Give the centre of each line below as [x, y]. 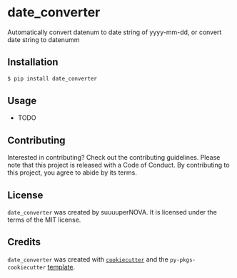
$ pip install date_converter [52, 78]
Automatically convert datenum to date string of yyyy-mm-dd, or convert [115, 32]
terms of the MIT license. [44, 220]
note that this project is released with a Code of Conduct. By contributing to [118, 165]
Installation [33, 62]
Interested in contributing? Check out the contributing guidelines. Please [114, 158]
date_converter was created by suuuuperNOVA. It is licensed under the [112, 212]
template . [61, 267]
